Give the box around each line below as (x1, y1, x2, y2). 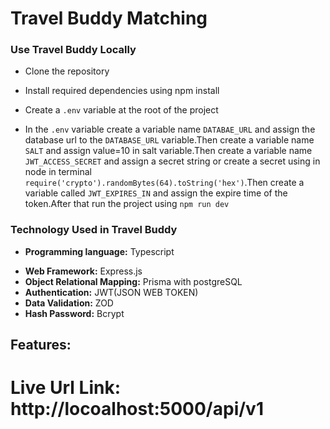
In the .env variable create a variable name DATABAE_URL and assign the (24, 123, 316, 136)
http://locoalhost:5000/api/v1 (10, 398, 264, 421)
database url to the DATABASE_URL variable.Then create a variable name (24, 134, 315, 146)
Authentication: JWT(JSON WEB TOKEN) (24, 286, 199, 298)
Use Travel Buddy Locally (10, 43, 137, 57)
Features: (10, 337, 72, 354)
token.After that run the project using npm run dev (24, 198, 230, 210)
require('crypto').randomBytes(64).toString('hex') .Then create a (24, 177, 305, 189)
